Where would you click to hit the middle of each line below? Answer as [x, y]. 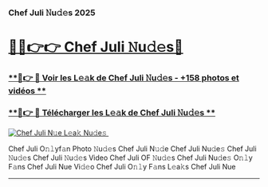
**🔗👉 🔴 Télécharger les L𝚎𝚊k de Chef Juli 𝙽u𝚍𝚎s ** [112, 112]
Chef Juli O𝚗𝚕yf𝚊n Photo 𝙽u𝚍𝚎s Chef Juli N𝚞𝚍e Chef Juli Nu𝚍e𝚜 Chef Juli [132, 149]
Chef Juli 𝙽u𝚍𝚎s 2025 [52, 13]
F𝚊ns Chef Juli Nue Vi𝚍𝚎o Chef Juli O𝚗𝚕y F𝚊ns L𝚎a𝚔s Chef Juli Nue [122, 167]
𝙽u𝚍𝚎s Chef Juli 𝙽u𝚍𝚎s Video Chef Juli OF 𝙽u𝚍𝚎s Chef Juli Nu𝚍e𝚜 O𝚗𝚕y [130, 158]
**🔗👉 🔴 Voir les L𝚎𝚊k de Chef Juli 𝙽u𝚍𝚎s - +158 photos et [124, 78]
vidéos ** [27, 91]
